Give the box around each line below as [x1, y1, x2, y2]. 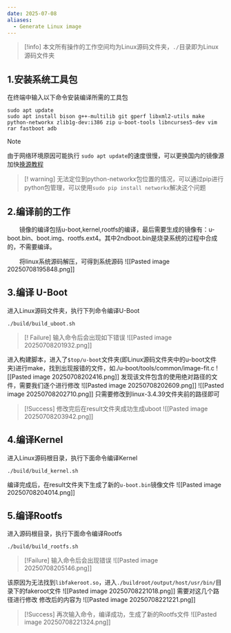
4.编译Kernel [7, 434, 63, 446]
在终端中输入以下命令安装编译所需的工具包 [7, 93, 128, 102]
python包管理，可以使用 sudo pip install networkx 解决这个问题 [23, 184, 206, 192]
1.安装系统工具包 [7, 73, 78, 85]
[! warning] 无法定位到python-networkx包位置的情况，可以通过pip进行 [23, 175, 224, 183]
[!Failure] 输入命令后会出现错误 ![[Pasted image [23, 556, 159, 565]
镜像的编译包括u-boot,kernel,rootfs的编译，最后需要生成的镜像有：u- [19, 225, 215, 234]
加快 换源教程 [7, 160, 43, 169]
